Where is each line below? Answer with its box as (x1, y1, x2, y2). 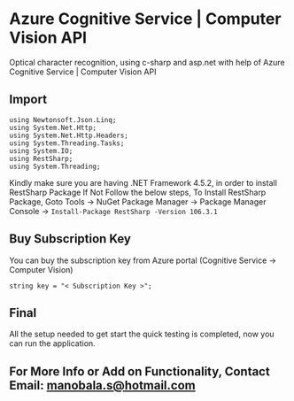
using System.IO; (9, 146, 73, 155)
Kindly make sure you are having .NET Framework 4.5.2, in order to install (9, 177, 277, 188)
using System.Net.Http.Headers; (9, 131, 128, 140)
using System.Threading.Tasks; (9, 138, 125, 148)
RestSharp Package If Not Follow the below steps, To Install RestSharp (9, 187, 267, 197)
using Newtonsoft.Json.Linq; (9, 115, 117, 124)
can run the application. (9, 338, 96, 349)
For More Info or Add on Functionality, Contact (9, 364, 270, 379)
